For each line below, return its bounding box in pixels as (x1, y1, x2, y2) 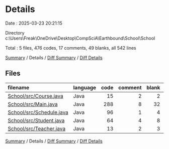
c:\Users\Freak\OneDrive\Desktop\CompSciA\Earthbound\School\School (5, 35, 155, 41)
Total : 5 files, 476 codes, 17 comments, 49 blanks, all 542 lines (5, 45, 137, 51)
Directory (5, 30, 25, 36)
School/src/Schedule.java (8, 109, 69, 116)
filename (8, 84, 30, 91)
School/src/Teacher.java (8, 125, 66, 132)
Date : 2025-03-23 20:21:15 (5, 20, 63, 26)
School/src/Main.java (8, 100, 58, 107)
